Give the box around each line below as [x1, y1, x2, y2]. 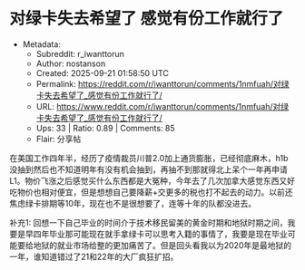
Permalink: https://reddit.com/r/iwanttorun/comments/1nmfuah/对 [35, 78, 281, 89]
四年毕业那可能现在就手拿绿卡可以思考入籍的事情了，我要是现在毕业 [33, 228, 288, 239]
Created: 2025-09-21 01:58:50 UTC [35, 67, 170, 78]
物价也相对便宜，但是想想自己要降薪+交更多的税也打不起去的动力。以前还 [16, 187, 293, 198]
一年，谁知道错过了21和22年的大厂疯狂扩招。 [9, 251, 179, 262]
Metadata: [22, 38, 62, 50]
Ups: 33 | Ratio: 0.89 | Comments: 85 [35, 122, 175, 133]
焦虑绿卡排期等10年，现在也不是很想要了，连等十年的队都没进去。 [9, 198, 257, 208]
